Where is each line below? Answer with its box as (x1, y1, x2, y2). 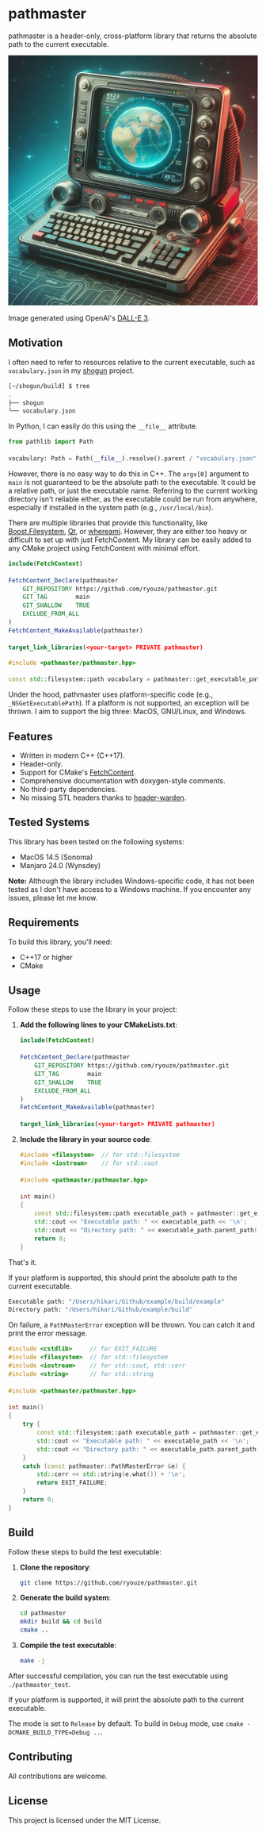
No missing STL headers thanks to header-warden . (19, 793, 187, 802)
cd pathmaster (19, 1609, 66, 1617)
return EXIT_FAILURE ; (36, 1479, 108, 1487)
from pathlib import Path (8, 438, 93, 446)
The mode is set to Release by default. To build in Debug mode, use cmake (8, 1719, 244, 1728)
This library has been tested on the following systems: (8, 836, 184, 846)
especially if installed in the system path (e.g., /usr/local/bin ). (8, 502, 214, 512)
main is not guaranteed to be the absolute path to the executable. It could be (8, 477, 256, 486)
